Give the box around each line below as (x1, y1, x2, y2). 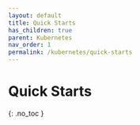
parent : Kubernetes (8, 33, 73, 42)
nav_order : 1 (8, 41, 51, 49)
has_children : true (8, 26, 73, 34)
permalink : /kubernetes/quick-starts (8, 48, 133, 56)
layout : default (8, 11, 62, 20)
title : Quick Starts (8, 19, 77, 27)
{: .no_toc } (8, 108, 44, 118)
